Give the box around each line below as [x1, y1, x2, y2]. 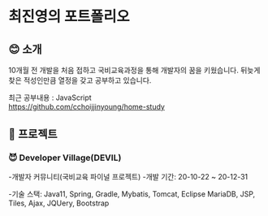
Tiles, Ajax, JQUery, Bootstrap [8, 198, 110, 208]
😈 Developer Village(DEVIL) [8, 152, 122, 163]
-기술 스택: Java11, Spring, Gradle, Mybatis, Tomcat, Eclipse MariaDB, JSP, [8, 188, 256, 199]
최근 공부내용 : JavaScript [8, 93, 92, 102]
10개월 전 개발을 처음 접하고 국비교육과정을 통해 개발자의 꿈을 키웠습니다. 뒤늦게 [8, 66, 261, 75]
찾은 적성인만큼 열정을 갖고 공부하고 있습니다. [8, 76, 152, 85]
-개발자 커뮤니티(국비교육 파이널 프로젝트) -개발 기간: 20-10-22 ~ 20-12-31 [8, 171, 249, 181]
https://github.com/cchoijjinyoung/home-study [8, 102, 165, 111]
